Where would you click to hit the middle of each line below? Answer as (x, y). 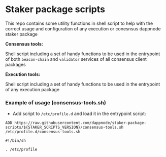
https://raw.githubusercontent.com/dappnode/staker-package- (80, 123)
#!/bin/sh (16, 141)
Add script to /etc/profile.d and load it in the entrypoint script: (79, 114)
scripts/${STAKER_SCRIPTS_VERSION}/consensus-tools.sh (64, 128)
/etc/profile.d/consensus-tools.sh (43, 132)
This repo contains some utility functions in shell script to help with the (79, 23)
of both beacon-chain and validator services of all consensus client (76, 59)
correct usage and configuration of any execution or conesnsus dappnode (83, 28)
